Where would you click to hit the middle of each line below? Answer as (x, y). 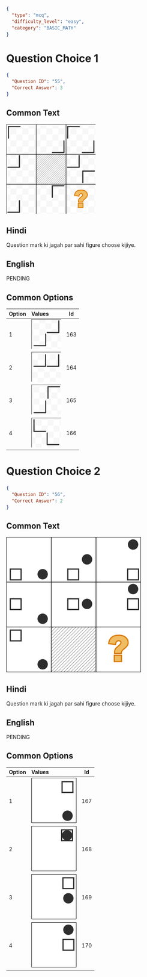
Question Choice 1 (52, 58)
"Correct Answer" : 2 (37, 501)
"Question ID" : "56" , (39, 494)
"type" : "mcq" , (31, 15)
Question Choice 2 (53, 471)
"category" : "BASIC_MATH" (44, 28)
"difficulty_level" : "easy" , (48, 21)
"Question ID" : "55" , (39, 82)
